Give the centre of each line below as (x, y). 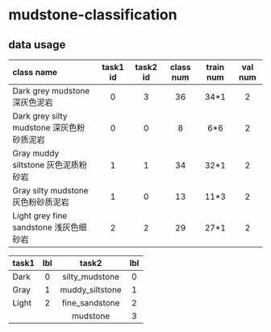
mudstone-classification (93, 15)
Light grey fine (40, 216)
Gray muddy (36, 153)
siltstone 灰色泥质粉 (50, 165)
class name (35, 72)
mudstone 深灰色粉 (49, 128)
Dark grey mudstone (51, 91)
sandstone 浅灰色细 (50, 227)
